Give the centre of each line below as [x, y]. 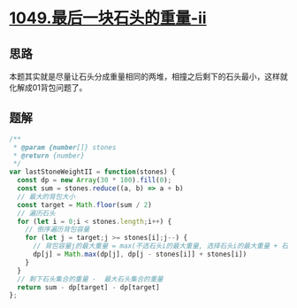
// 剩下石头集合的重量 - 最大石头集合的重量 [90, 279]
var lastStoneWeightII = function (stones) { [92, 172]
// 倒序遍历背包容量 [57, 230]
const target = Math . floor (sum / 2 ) [84, 204]
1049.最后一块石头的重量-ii [108, 18]
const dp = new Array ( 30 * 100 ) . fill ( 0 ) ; [95, 181]
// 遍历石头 [36, 213]
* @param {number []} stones [65, 147]
